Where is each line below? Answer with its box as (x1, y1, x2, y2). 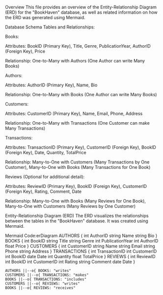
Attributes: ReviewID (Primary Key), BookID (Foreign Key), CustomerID (5, 184, 147, 189)
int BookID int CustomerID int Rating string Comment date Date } (5, 259, 136, 265)
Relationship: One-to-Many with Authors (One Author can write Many (5, 58, 145, 63)
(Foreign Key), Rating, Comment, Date (5, 188, 82, 194)
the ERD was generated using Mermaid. (5, 15, 85, 20)
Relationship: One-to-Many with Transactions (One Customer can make (5, 120, 150, 126)
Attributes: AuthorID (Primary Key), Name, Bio (5, 82, 98, 88)
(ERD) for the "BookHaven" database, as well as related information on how (5, 9, 158, 15)
